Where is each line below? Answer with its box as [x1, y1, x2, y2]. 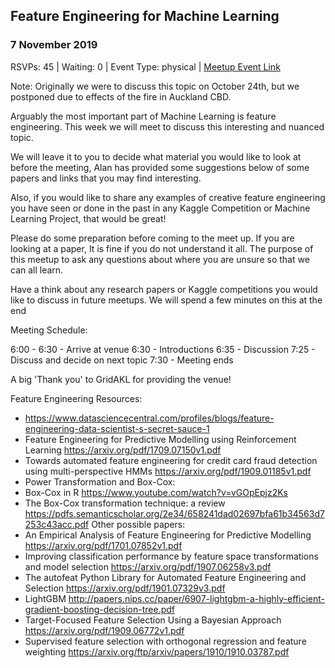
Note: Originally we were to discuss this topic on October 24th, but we [10, 80, 300, 92]
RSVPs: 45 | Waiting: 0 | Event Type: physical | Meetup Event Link [10, 60, 281, 73]
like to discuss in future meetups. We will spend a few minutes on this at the [10, 294, 323, 306]
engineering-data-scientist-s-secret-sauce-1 [24, 422, 210, 434]
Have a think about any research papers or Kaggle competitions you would [10, 283, 318, 295]
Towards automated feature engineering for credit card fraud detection [24, 454, 318, 466]
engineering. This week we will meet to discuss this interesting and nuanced [10, 120, 325, 133]
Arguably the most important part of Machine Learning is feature [10, 110, 277, 122]
